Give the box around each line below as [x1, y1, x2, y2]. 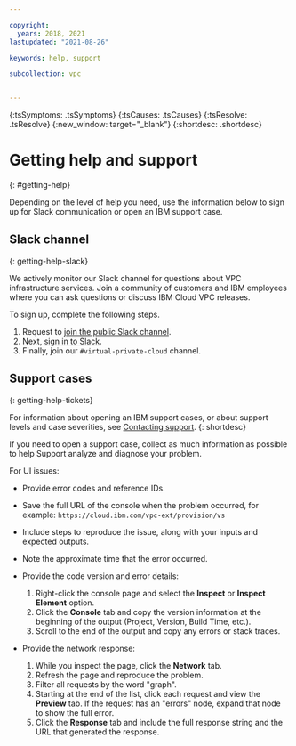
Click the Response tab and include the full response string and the [35, 717, 283, 727]
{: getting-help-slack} [9, 255, 89, 266]
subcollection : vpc [9, 69, 82, 78]
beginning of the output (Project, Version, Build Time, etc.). [35, 616, 252, 627]
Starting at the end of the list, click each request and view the [35, 688, 260, 699]
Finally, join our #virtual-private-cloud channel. [21, 345, 202, 356]
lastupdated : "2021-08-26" [9, 37, 109, 46]
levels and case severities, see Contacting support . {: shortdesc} [9, 421, 247, 432]
